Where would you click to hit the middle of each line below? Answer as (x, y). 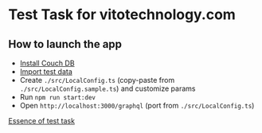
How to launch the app (65, 44)
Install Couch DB (47, 63)
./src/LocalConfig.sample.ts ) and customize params (108, 88)
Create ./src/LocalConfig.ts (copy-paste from (97, 80)
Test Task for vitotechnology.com (122, 15)
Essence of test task (42, 121)
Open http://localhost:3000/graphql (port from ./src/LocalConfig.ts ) (137, 106)
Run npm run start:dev (57, 97)
